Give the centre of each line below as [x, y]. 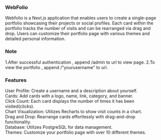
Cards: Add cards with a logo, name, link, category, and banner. [69, 96]
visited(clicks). [20, 106]
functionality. [18, 122]
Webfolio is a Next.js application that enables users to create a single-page [81, 18]
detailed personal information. [35, 39]
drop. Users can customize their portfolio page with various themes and [78, 34]
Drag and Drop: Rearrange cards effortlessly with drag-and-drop [70, 117]
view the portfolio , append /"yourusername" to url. [57, 67]
